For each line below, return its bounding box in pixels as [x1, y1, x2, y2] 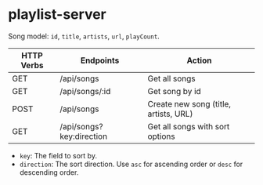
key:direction [59, 131, 108, 142]
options [147, 131, 175, 142]
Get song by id [147, 85, 201, 96]
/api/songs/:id [59, 85, 111, 96]
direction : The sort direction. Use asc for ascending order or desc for [19, 159, 243, 169]
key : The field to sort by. [19, 151, 98, 160]
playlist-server [8, 5, 107, 24]
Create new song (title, [147, 98, 232, 109]
